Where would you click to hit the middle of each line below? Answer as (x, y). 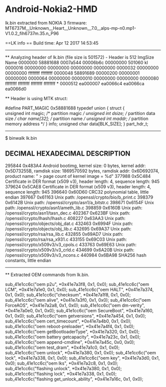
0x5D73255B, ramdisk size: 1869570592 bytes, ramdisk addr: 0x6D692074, (82, 171)
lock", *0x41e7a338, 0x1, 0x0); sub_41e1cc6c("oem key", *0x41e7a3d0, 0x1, (83, 358)
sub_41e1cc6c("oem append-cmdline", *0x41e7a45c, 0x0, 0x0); (70, 342)
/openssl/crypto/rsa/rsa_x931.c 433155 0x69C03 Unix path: (66, 239)
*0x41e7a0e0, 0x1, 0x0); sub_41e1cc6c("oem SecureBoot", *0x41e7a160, (80, 310)
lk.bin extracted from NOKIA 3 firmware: (46, 23)
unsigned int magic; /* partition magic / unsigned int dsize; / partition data (80, 113)
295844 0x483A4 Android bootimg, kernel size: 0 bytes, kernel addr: (76, 166)
